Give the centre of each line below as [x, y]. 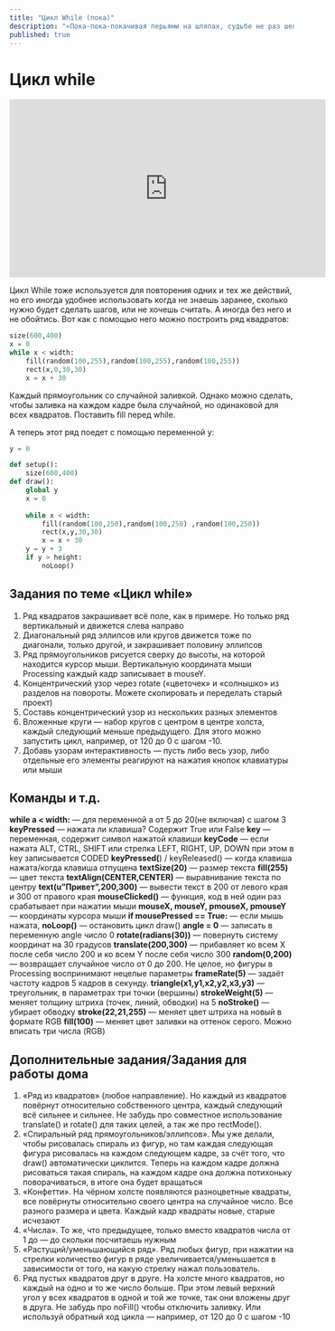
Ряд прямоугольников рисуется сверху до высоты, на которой [144, 654]
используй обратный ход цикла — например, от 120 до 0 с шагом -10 [156, 1317]
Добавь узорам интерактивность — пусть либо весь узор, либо [146, 750]
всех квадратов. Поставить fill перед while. [93, 414]
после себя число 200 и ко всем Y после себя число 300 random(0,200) [151, 955]
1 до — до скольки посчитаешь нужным [99, 1240]
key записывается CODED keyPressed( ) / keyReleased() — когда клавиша [151, 858]
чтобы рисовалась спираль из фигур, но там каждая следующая [148, 1144]
